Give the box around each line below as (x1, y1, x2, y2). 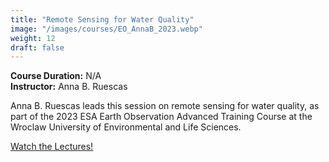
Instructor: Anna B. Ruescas (10, 81, 128, 93)
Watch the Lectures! (10, 141, 94, 153)
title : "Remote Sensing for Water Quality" (10, 14, 195, 25)
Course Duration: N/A (10, 70, 102, 82)
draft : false (10, 42, 65, 53)
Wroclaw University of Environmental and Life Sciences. (10, 121, 242, 133)
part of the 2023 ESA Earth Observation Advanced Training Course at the (10, 111, 313, 123)
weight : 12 (10, 33, 56, 43)
